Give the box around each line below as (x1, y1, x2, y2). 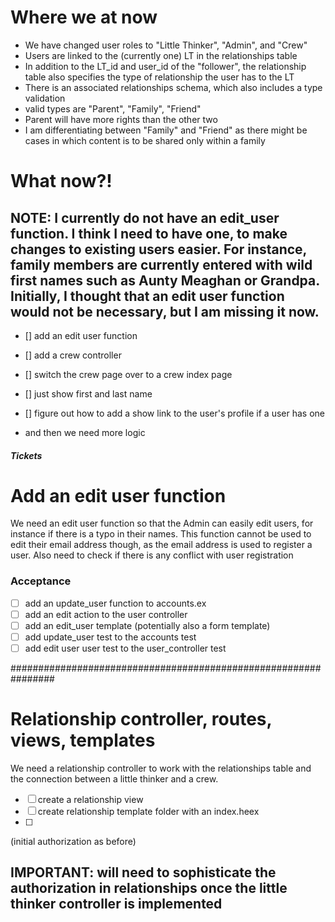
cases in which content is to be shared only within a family (24, 134, 266, 146)
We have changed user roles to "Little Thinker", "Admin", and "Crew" (24, 39, 308, 51)
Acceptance (10, 574, 72, 588)
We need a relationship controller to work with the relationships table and (10, 762, 312, 775)
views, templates (10, 729, 156, 752)
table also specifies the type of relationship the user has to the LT (24, 71, 295, 83)
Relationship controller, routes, (10, 708, 273, 731)
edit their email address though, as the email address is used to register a (10, 539, 313, 551)
